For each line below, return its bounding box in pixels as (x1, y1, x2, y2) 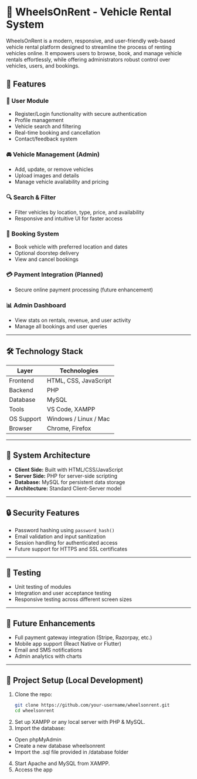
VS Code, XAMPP (46, 405, 96, 413)
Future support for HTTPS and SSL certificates (14, 545, 128, 552)
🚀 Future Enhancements (6, 618, 96, 628)
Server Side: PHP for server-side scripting (14, 472, 118, 479)
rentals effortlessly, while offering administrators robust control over (6, 56, 171, 63)
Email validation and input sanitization (14, 533, 106, 540)
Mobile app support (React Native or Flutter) (14, 640, 122, 647)
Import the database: (14, 724, 66, 731)
